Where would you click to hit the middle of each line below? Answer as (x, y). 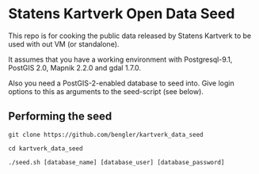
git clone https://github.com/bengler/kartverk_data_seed (106, 134)
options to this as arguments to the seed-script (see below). (106, 91)
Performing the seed (60, 117)
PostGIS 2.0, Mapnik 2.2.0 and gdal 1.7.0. (74, 67)
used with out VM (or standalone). (64, 43)
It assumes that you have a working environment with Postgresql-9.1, (120, 59)
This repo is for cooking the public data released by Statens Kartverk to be (130, 36)
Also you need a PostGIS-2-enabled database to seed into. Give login (122, 83)
